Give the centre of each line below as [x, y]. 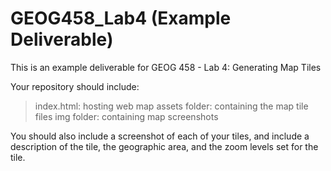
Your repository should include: [75, 86]
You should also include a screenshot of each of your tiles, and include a [160, 136]
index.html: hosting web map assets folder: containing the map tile [171, 106]
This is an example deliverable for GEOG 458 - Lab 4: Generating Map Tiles [166, 67]
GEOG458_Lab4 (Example [121, 18]
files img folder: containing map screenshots [126, 116]
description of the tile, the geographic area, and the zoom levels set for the [164, 146]
